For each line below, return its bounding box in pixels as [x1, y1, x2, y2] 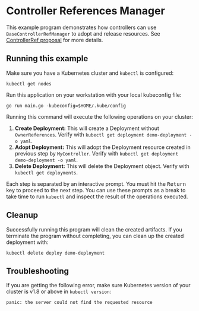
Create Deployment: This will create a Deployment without [14, 125, 159, 132]
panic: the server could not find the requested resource [6, 300, 153, 306]
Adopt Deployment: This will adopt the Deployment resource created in [14, 144, 191, 151]
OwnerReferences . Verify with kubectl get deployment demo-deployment [14, 131, 187, 138]
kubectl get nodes [6, 81, 52, 87]
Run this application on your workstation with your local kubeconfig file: [6, 91, 182, 99]
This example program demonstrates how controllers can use [6, 24, 157, 31]
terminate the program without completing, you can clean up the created [6, 232, 184, 239]
